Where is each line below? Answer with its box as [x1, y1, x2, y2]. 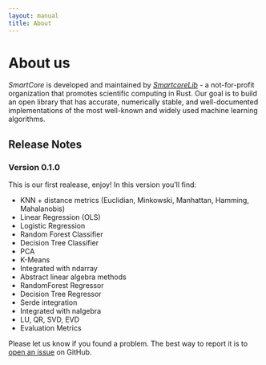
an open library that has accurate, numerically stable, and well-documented [8, 97, 259, 107]
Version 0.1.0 [8, 161, 60, 172]
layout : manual [8, 11, 59, 20]
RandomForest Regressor [19, 281, 104, 290]
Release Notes [8, 137, 83, 151]
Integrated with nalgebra [19, 306, 102, 316]
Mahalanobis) [19, 204, 66, 213]
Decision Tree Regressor [19, 290, 102, 299]
